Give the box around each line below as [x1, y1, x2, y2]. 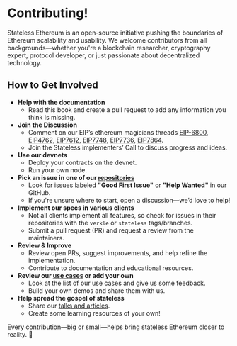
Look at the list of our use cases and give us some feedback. [28, 279, 207, 287]
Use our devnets [17, 150, 68, 159]
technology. [7, 58, 42, 67]
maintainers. [28, 233, 65, 242]
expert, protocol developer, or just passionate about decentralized [7, 51, 200, 60]
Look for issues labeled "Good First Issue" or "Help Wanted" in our [28, 181, 227, 189]
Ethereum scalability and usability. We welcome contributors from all [7, 35, 207, 44]
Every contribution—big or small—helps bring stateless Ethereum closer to [7, 323, 225, 331]
